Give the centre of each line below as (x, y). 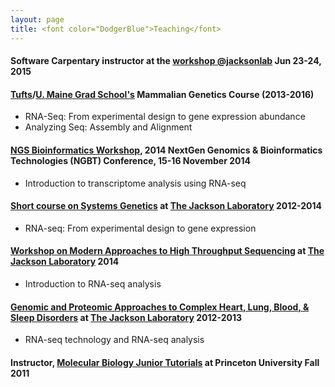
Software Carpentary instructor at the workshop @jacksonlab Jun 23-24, (166, 61)
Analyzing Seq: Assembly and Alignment (108, 127)
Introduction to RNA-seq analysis (93, 283)
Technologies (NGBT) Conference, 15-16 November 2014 (130, 160)
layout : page (37, 19)
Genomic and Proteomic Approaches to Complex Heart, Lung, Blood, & (160, 307)
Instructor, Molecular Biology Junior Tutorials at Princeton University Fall (165, 362)
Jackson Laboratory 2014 (65, 262)
